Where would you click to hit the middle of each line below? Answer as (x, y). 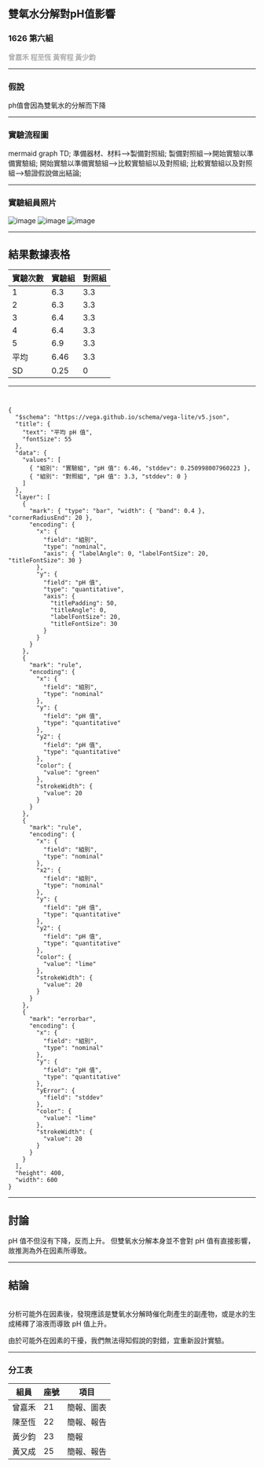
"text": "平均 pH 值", (57, 433)
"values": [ (42, 460)
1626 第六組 (31, 38)
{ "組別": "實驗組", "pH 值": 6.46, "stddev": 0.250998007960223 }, (140, 469)
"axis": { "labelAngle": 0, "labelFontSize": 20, (126, 554)
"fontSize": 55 (47, 439)
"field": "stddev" (73, 1098)
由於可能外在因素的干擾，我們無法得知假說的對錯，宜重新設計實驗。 (118, 1341)
